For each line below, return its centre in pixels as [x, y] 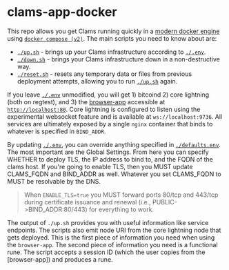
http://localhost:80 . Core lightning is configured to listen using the [104, 109]
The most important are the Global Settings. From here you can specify [108, 152]
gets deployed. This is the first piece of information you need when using [111, 237]
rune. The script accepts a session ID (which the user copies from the [106, 252]
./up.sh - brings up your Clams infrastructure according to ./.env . [111, 52]
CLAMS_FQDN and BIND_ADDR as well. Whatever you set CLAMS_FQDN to [114, 174]
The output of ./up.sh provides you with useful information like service [108, 222]
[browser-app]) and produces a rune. [60, 259]
